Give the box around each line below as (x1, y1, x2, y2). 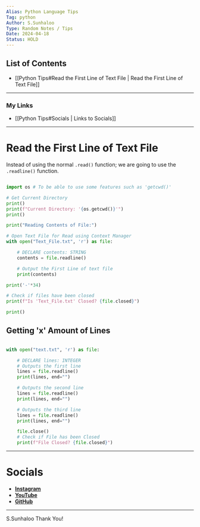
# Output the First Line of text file (17, 266, 113, 272)
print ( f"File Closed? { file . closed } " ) (17, 440, 113, 446)
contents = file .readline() (17, 255, 86, 261)
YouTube (14, 492, 37, 499)
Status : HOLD (6, 36, 39, 42)
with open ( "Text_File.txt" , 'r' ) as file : (6, 239, 113, 245)
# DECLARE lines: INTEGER (17, 358, 82, 363)
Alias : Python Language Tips (6, 8, 79, 15)
